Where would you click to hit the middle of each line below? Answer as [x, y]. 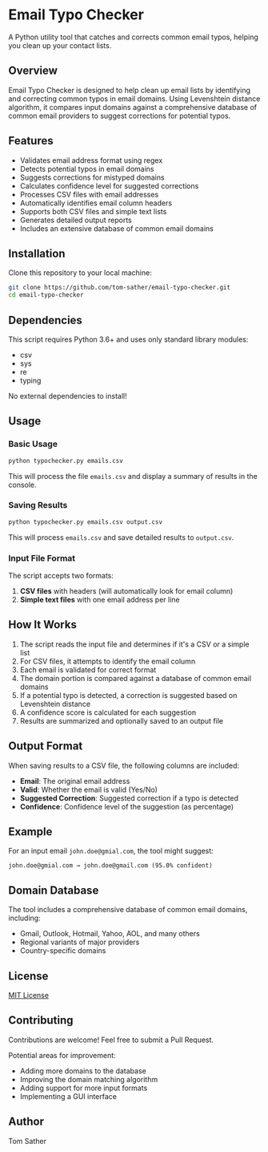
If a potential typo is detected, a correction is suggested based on [128, 695]
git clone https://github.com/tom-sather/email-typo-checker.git [119, 288]
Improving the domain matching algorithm [89, 1079]
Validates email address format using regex [91, 160]
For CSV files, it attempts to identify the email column [108, 661]
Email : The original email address [75, 781]
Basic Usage [33, 444]
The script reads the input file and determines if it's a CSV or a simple [134, 644]
